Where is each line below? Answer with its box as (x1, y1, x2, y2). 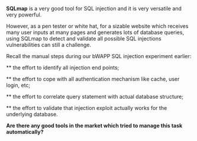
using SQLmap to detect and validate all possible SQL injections (6, 35, 162, 42)
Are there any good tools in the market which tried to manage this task (6, 122, 183, 129)
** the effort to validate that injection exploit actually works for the (6, 105, 167, 111)
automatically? (6, 129, 44, 135)
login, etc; (6, 82, 31, 89)
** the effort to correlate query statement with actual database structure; (6, 93, 183, 100)
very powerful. (6, 11, 42, 18)
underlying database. (6, 111, 58, 117)
